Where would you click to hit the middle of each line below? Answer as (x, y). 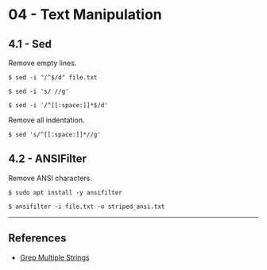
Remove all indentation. (46, 120)
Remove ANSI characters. (50, 178)
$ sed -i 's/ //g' (39, 91)
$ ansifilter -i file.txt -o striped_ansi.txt (87, 206)
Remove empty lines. (43, 63)
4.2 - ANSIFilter (48, 159)
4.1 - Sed (30, 44)
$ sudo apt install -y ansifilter (66, 192)
